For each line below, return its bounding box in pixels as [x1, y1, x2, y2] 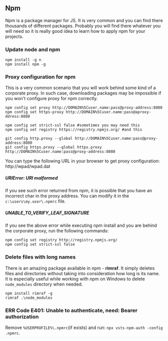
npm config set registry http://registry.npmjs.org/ [5, 237, 118, 243]
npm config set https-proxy [5, 110, 64, 115]
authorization [5, 313, 39, 320]
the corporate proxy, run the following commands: [5, 228, 109, 234]
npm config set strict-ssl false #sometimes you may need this [5, 123, 140, 128]
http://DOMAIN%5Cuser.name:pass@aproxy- [66, 110, 151, 115]
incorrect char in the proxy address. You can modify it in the [5, 193, 129, 199]
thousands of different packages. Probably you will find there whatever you [5, 23, 161, 29]
